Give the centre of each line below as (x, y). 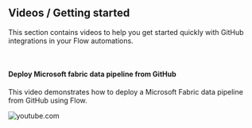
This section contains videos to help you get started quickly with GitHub (126, 32)
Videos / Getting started (69, 13)
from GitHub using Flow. (48, 101)
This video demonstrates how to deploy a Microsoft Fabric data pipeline (126, 92)
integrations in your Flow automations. (71, 41)
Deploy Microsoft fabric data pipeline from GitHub (92, 74)
